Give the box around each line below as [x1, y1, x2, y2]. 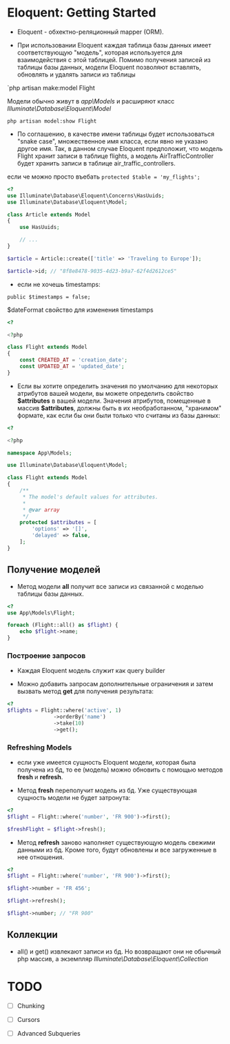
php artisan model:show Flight [7, 117, 97, 125]
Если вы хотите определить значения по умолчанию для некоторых [17, 381, 218, 390]
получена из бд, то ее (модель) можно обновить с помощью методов [17, 765, 223, 774]
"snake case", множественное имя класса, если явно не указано [17, 137, 209, 145]
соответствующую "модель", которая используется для [17, 48, 182, 57]
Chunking [17, 1001, 45, 1010]
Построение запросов [7, 650, 86, 660]
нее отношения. [17, 853, 65, 861]
